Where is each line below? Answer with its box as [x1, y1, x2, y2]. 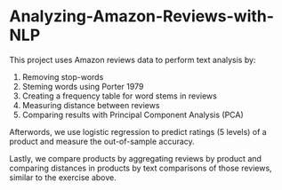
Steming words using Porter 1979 [21, 81, 144, 91]
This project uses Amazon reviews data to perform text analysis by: [9, 54, 256, 65]
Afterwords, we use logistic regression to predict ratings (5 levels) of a [9, 126, 267, 137]
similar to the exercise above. [9, 171, 117, 183]
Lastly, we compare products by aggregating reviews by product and [9, 153, 262, 163]
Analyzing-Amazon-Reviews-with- [9, 6, 274, 27]
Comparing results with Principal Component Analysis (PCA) [21, 109, 245, 120]
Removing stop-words [21, 71, 104, 82]
